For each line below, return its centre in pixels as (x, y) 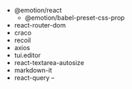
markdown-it (33, 70)
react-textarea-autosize (49, 63)
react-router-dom (40, 25)
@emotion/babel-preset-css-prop (75, 18)
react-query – (34, 78)
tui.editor (27, 55)
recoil (22, 40)
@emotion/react (38, 10)
